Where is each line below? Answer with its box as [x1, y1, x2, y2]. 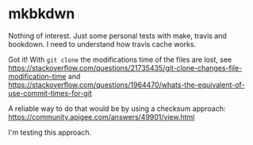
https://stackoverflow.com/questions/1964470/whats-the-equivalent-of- [8, 80, 245, 90]
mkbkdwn [8, 5, 75, 23]
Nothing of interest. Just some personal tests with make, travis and [8, 31, 228, 40]
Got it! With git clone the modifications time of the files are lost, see [8, 55, 232, 64]
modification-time [8, 71, 67, 81]
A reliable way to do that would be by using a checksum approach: [8, 104, 226, 113]
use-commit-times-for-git [8, 88, 93, 97]
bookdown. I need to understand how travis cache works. [8, 39, 197, 48]
